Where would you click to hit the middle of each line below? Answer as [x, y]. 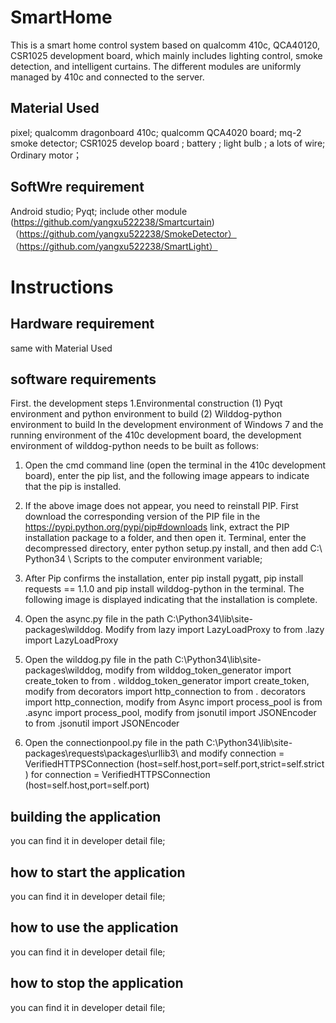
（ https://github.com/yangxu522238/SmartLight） [114, 246]
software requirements [83, 379]
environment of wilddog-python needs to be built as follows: [135, 446]
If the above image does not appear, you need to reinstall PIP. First [161, 506]
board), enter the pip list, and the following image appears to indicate [167, 476]
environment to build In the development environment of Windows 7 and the [167, 425]
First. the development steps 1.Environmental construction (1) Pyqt [146, 403]
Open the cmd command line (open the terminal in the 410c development [175, 465]
